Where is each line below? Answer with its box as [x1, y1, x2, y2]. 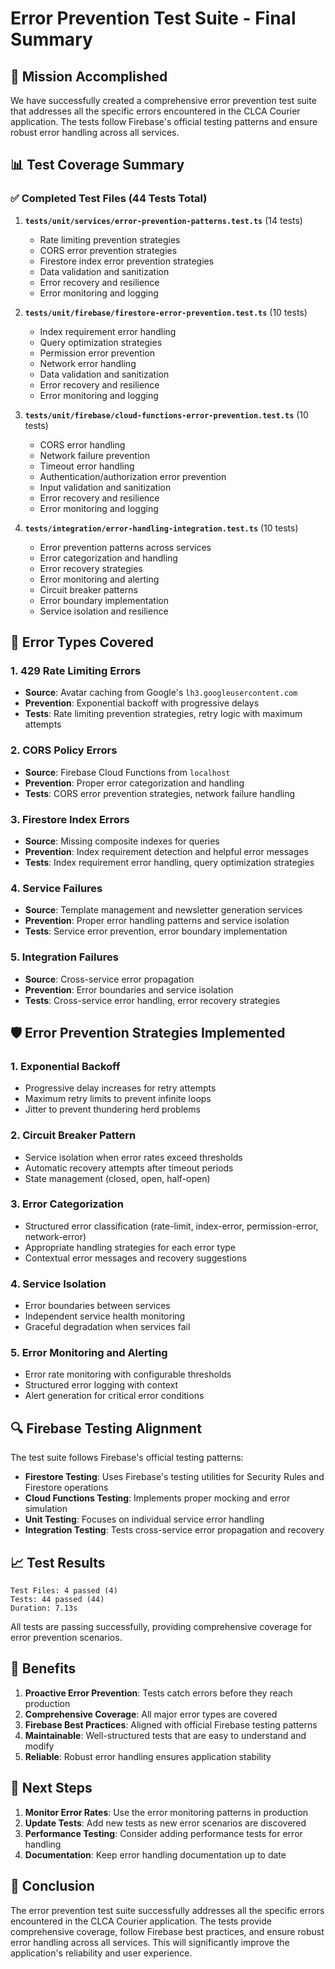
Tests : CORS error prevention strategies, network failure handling [24, 787, 296, 799]
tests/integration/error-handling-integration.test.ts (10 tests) [24, 522, 299, 534]
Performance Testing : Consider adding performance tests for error [24, 1827, 303, 1839]
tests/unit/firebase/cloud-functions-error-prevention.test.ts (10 [24, 408, 309, 421]
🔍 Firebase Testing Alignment [10, 1420, 202, 1437]
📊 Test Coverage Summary [10, 157, 185, 174]
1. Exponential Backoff [10, 1059, 121, 1073]
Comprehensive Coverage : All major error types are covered [24, 1708, 278, 1720]
